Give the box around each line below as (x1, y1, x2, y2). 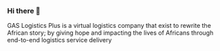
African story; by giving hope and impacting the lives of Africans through (7, 29, 214, 37)
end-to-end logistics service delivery (7, 36, 112, 44)
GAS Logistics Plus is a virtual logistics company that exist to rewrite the (7, 22, 212, 30)
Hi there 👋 (7, 6, 41, 16)
